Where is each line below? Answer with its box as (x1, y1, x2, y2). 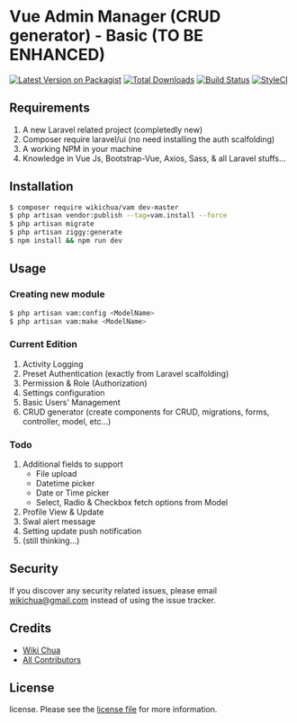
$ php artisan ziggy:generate (9, 228, 123, 237)
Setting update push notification (22, 525, 142, 536)
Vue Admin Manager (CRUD (9, 6, 221, 27)
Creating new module (9, 288, 105, 300)
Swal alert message (22, 515, 96, 527)
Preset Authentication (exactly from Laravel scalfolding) (22, 368, 229, 379)
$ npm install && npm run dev (9, 237, 123, 245)
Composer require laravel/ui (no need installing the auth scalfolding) (22, 133, 275, 145)
